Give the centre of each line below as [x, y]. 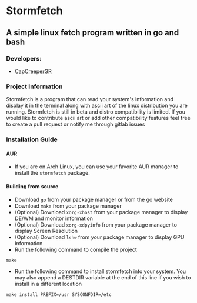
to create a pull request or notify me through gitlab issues [76, 124]
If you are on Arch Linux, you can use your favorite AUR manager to [96, 167]
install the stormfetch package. [52, 173]
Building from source [32, 186]
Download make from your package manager [68, 206]
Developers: [24, 58]
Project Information [34, 86]
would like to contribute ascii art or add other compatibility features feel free [98, 118]
